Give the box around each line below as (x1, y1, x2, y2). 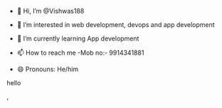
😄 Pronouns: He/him (16, 65, 79, 73)
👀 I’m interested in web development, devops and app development (16, 21, 215, 28)
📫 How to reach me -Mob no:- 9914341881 (16, 48, 144, 57)
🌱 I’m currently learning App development (16, 34, 139, 43)
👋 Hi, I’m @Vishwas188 (16, 7, 85, 15)
